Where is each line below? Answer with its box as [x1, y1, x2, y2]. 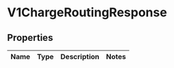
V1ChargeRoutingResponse [7, 5, 168, 20]
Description [60, 52, 99, 61]
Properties [7, 32, 53, 44]
